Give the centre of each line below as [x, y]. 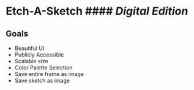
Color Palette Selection [43, 67]
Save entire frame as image [49, 74]
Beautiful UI [29, 48]
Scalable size [31, 61]
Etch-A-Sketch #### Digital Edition [97, 11]
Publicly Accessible [39, 55]
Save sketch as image [42, 81]
